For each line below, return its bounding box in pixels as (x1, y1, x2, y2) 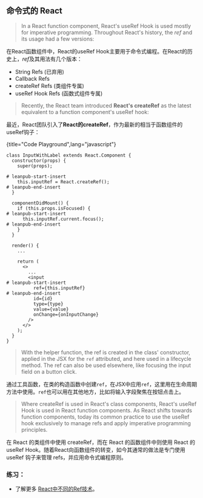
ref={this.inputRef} (33, 284, 85, 291)
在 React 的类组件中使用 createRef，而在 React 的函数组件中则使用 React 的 (6, 439, 196, 446)
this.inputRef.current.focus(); (22, 216, 104, 222)
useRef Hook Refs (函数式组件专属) (15, 90, 103, 97)
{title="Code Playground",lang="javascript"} (6, 140, 116, 147)
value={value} (33, 306, 69, 312)
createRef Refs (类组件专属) (15, 82, 85, 89)
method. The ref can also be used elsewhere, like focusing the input (21, 362, 191, 369)
